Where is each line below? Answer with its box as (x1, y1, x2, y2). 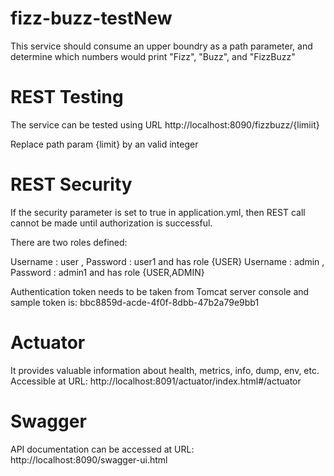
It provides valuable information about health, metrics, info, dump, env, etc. (10, 364, 320, 376)
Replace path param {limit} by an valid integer (10, 138, 199, 150)
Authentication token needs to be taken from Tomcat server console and (10, 285, 310, 297)
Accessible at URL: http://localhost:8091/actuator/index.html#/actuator (10, 375, 302, 387)
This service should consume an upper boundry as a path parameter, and (10, 40, 313, 52)
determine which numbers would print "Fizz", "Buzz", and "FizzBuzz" (10, 50, 296, 62)
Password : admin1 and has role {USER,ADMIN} (10, 266, 205, 278)
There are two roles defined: (10, 236, 128, 248)
